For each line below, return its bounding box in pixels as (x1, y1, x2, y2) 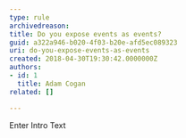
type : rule (9, 12, 50, 22)
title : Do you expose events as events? (9, 29, 163, 38)
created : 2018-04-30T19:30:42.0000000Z (9, 54, 158, 63)
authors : (9, 63, 42, 72)
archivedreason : (9, 21, 70, 30)
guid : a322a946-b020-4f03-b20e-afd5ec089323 (9, 37, 178, 47)
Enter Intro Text (9, 119, 66, 130)
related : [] (9, 87, 54, 96)
